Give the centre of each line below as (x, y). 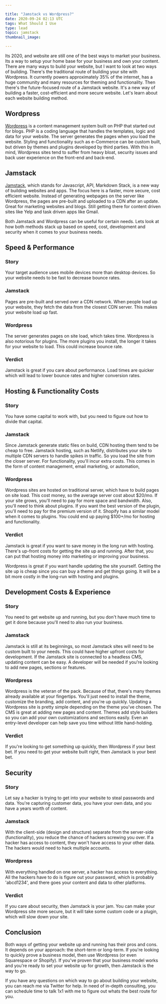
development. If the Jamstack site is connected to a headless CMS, (74, 657)
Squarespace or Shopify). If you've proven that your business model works (82, 960)
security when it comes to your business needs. (54, 232)
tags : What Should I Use (31, 23)
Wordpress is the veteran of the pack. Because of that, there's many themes (83, 691)
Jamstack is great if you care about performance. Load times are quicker (80, 370)
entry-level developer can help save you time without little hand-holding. (79, 723)
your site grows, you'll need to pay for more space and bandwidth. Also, (79, 501)
